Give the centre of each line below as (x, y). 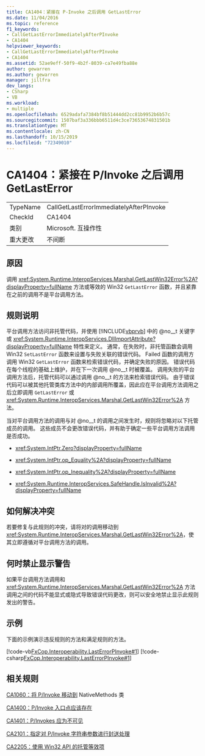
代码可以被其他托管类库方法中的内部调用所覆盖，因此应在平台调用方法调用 (100, 385)
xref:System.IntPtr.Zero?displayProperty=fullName (78, 448)
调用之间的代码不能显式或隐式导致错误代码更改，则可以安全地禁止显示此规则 (103, 595)
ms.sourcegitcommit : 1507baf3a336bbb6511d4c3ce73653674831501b (88, 120)
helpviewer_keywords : (34, 46)
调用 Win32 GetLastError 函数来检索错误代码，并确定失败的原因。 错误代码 (101, 362)
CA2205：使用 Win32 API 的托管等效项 (56, 746)
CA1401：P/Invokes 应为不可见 (45, 721)
